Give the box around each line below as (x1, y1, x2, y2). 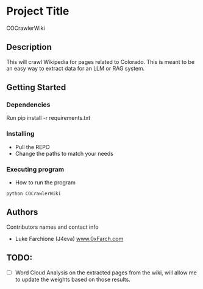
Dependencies (6, 100, 51, 109)
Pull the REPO (15, 143, 50, 150)
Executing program (6, 165, 65, 173)
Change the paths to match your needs (15, 150, 114, 157)
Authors (6, 207, 38, 217)
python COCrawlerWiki (6, 190, 62, 197)
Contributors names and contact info (6, 223, 99, 231)
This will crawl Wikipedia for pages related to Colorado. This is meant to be (6, 58, 195, 65)
